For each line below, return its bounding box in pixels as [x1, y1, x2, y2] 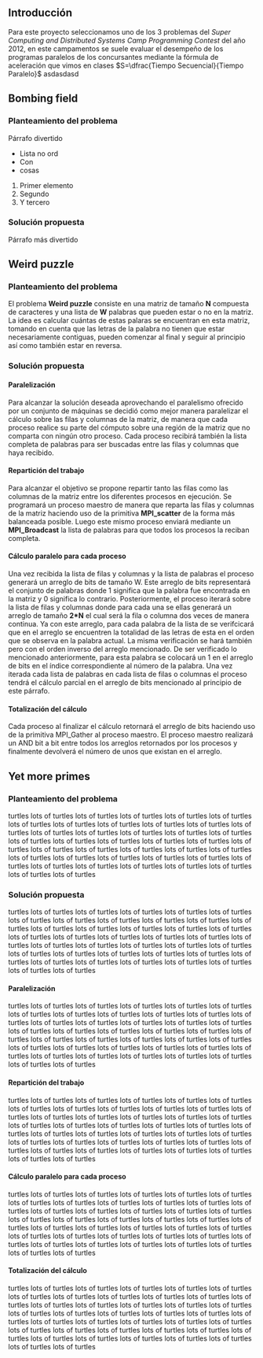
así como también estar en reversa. [8, 341, 122, 350]
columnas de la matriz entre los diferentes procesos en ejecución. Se [8, 491, 232, 501]
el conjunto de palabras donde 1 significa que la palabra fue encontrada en [8, 586, 250, 595]
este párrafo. [8, 686, 50, 696]
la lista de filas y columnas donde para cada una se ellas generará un [8, 602, 232, 612]
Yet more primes [8, 769, 90, 783]
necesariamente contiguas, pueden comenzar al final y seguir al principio [8, 332, 246, 342]
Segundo [19, 189, 49, 198]
